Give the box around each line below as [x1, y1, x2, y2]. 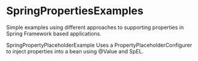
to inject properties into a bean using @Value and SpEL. [6, 47, 144, 54]
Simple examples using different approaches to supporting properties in [6, 24, 184, 31]
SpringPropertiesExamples [6, 4, 144, 18]
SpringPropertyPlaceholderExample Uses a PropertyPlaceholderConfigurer [6, 41, 193, 49]
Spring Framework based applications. [6, 30, 102, 37]
